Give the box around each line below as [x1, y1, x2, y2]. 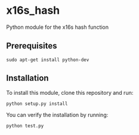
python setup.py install [6, 100, 68, 107]
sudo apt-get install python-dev [6, 56, 89, 63]
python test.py [6, 122, 44, 129]
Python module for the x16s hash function [6, 23, 109, 31]
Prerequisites [6, 41, 57, 51]
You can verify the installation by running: [6, 111, 109, 118]
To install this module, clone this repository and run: [6, 89, 134, 96]
